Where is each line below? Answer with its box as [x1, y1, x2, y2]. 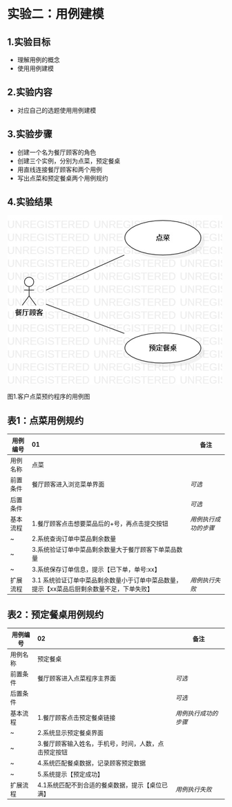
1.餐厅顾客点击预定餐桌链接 [37, 713, 116, 721]
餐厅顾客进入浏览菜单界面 [32, 480, 105, 488]
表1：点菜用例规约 [7, 414, 84, 426]
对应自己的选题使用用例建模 [17, 106, 97, 114]
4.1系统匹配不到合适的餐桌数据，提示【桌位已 [37, 781, 168, 789]
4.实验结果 [7, 196, 53, 208]
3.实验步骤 [7, 129, 53, 140]
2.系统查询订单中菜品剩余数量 [32, 535, 116, 543]
